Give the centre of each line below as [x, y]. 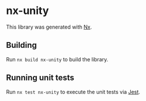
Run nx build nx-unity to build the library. [57, 59]
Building [21, 45]
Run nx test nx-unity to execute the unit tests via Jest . [73, 92]
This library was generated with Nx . [49, 27]
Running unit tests [40, 78]
